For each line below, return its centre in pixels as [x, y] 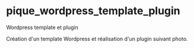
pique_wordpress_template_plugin [93, 11]
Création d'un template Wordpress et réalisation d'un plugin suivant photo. [97, 39]
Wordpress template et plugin [42, 27]
